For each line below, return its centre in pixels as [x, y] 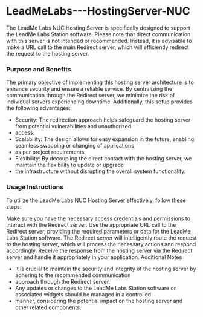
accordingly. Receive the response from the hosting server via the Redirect [99, 250]
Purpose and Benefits [39, 69]
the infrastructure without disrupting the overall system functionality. [100, 171]
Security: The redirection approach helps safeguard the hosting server [103, 120]
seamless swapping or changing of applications [75, 146]
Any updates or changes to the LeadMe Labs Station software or [95, 288]
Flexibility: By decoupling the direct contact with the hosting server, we [103, 158]
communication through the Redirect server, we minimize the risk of [91, 96]
